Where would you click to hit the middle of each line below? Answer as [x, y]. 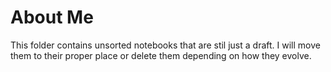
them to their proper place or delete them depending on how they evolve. [161, 55]
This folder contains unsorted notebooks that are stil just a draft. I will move [165, 45]
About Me [52, 17]
